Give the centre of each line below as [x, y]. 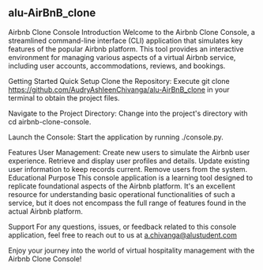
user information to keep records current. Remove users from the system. [128, 169]
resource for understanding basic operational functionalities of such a [122, 194]
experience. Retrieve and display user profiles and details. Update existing [129, 161]
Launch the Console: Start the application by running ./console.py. [116, 137]
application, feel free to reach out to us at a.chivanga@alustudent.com [122, 235]
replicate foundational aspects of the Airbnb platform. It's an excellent [122, 186]
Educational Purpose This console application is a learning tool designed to [131, 177]
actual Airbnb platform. [45, 211]
